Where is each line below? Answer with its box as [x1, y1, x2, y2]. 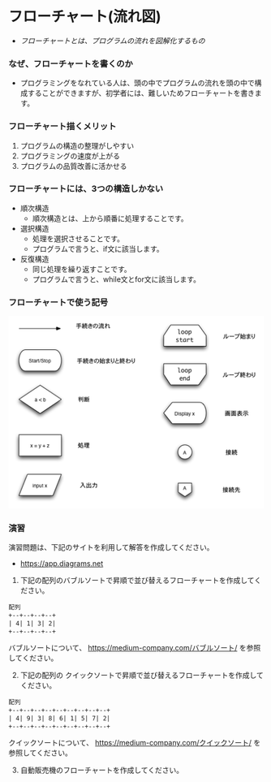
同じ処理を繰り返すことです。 [32, 264, 131, 274]
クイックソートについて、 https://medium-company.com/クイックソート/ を [8, 738, 261, 748]
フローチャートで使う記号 [8, 296, 109, 308]
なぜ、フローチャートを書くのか [8, 58, 134, 69]
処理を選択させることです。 [32, 233, 124, 244]
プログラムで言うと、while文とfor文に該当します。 [32, 274, 201, 284]
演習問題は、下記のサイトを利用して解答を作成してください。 [8, 542, 214, 552]
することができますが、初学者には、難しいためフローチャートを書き [27, 89, 256, 98]
